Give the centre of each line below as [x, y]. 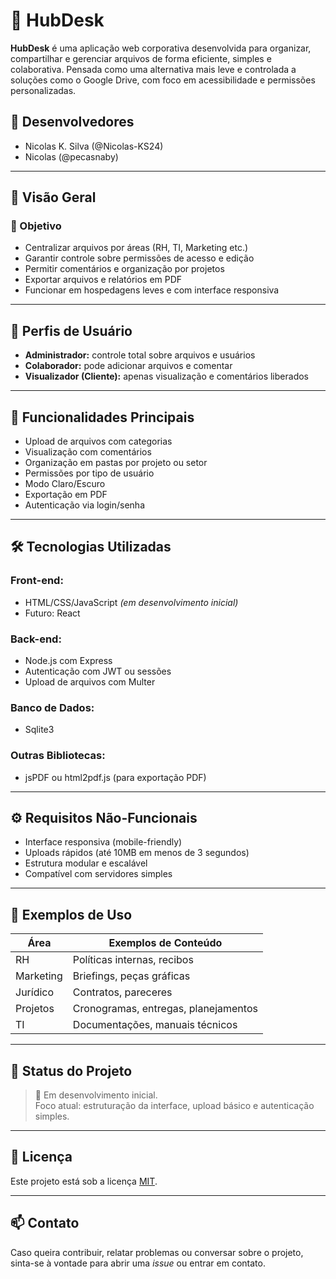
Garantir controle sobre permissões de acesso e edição [139, 258]
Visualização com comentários [88, 452]
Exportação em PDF [66, 495]
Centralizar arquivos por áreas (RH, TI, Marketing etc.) [136, 248]
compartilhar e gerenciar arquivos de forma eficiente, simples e [141, 58]
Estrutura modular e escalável [86, 863]
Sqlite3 [39, 730]
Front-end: [37, 581]
